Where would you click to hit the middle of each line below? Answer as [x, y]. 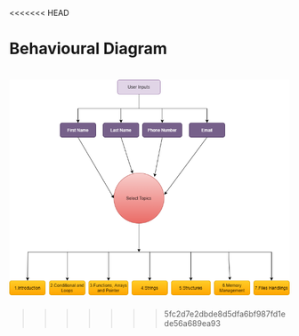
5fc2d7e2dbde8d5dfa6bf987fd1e [225, 314]
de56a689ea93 [192, 324]
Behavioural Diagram [88, 49]
